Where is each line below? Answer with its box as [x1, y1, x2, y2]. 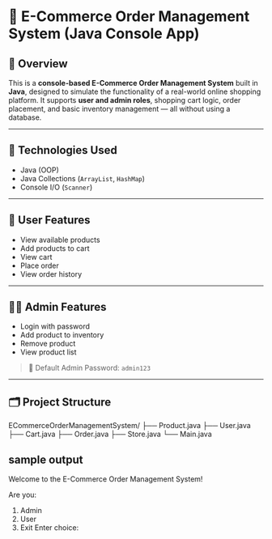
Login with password [19, 321, 91, 331]
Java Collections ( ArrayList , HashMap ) [19, 173, 146, 183]
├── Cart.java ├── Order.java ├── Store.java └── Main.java [8, 429, 212, 439]
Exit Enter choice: [19, 523, 79, 533]
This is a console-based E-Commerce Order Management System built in [8, 79, 259, 87]
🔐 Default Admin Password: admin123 [28, 363, 151, 373]
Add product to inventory [19, 330, 104, 340]
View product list [19, 347, 77, 357]
